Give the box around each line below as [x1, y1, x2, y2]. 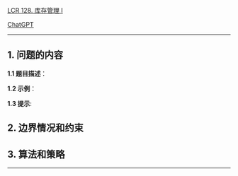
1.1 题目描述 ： [7, 69, 47, 78]
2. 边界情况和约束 [7, 122, 84, 134]
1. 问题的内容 [7, 49, 64, 61]
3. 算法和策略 [7, 148, 65, 160]
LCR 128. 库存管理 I [7, 6, 63, 14]
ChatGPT [7, 20, 34, 28]
